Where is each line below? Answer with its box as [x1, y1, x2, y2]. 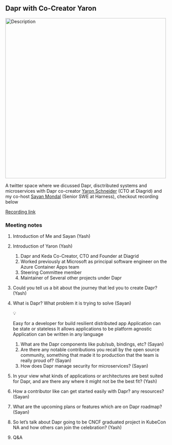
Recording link [5, 209, 36, 215]
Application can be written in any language [12, 331, 104, 337]
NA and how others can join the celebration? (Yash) [12, 424, 122, 431]
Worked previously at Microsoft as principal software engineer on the [20, 258, 167, 265]
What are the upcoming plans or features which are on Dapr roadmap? [12, 403, 162, 410]
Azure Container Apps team [20, 264, 80, 270]
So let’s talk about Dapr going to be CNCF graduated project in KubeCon [12, 419, 166, 425]
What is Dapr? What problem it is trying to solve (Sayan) [12, 300, 131, 307]
